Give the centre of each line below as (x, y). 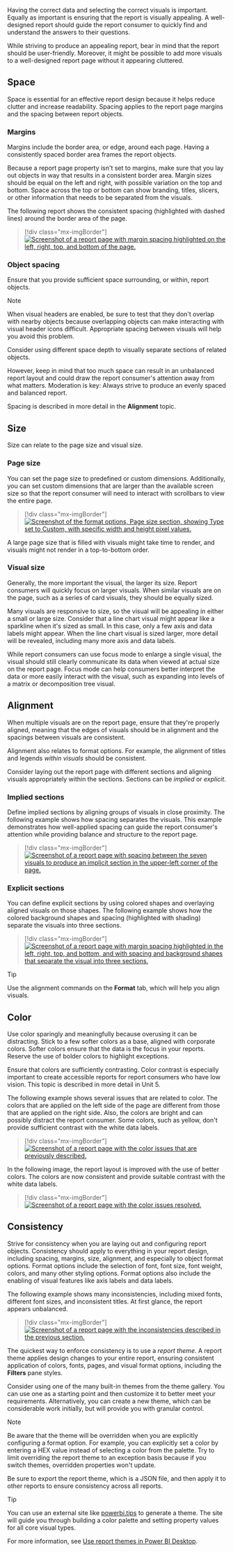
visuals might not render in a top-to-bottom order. (78, 550)
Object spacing (34, 265)
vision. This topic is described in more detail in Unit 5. (84, 1084)
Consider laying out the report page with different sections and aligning (110, 771)
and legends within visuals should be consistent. (77, 758)
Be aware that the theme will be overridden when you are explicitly (103, 1435)
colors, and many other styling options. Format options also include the (109, 1273)
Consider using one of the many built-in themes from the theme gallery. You (116, 1386)
